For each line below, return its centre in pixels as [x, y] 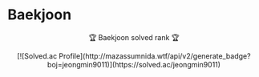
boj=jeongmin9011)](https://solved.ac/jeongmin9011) [134, 64]
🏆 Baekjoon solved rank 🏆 [134, 37]
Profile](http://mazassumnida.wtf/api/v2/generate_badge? [155, 56]
